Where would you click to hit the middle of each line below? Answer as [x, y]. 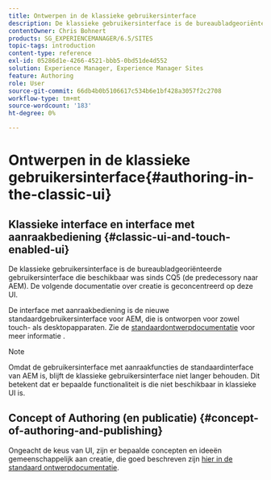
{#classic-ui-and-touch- [167, 237]
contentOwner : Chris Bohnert [57, 31]
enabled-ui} [39, 250]
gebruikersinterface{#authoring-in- [131, 177]
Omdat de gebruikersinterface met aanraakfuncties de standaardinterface [131, 367]
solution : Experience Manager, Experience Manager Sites [106, 69]
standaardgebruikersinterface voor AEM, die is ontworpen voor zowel [124, 319]
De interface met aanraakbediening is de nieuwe [89, 310]
